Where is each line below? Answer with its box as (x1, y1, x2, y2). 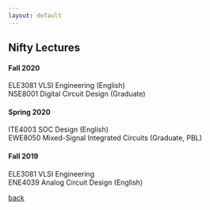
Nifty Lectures (8, 41, 81, 55)
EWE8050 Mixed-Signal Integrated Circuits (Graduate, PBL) (8, 133, 202, 143)
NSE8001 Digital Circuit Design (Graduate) (8, 89, 146, 99)
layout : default (8, 11, 62, 20)
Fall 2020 (8, 63, 40, 72)
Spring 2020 (8, 107, 51, 116)
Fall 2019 (8, 151, 39, 161)
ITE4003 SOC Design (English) (8, 124, 109, 135)
